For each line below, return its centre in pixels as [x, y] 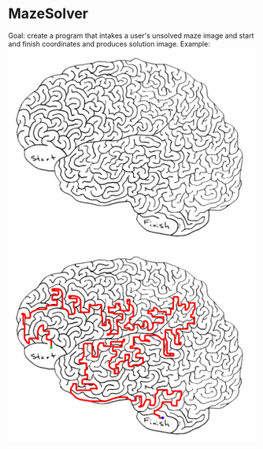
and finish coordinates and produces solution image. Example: [109, 43]
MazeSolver [48, 14]
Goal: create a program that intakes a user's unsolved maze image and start [131, 35]
